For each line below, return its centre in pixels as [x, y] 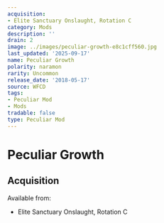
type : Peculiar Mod [36, 119]
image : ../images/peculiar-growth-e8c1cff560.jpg [82, 47]
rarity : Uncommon [33, 73]
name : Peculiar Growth [41, 60]
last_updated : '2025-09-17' [49, 54]
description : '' [31, 34]
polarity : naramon [34, 67]
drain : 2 [20, 40]
